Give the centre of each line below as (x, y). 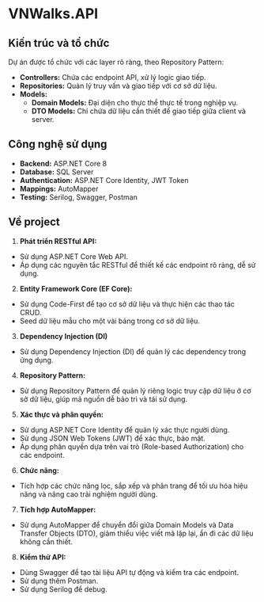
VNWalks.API (53, 14)
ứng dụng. (36, 360)
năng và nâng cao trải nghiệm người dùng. (89, 494)
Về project (34, 222)
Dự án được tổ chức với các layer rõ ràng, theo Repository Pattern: (116, 62)
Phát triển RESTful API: (58, 241)
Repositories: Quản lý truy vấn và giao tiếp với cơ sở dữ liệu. (118, 86)
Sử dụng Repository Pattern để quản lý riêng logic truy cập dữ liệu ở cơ (135, 391)
